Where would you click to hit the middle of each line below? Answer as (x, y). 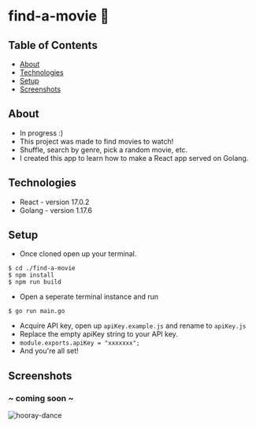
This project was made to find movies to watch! (96, 141)
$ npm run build (35, 282)
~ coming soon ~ (41, 398)
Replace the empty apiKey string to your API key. (99, 334)
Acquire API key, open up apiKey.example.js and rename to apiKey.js (133, 326)
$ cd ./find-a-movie (42, 268)
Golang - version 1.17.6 (56, 210)
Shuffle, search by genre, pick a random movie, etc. (104, 150)
